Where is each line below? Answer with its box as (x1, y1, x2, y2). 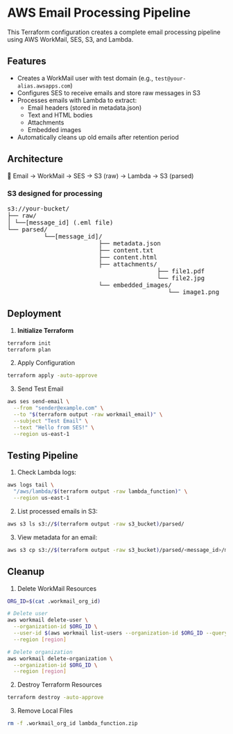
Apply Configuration (17, 359, 75, 367)
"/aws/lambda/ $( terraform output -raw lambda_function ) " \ (13, 488, 188, 495)
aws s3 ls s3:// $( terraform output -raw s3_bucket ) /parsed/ (7, 520, 185, 528)
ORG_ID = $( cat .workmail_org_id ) (7, 598, 101, 605)
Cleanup (7, 566, 45, 578)
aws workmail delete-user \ (7, 617, 89, 623)
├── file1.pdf (157, 267, 205, 275)
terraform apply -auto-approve (7, 372, 98, 380)
